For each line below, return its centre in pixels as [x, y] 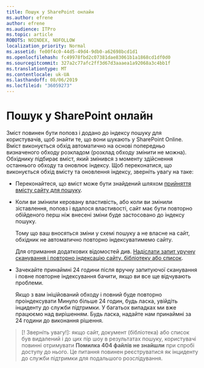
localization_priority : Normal [46, 46]
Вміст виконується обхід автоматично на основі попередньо [86, 146]
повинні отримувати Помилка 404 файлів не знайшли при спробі [108, 345]
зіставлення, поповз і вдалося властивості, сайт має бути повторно [104, 208]
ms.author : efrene [30, 18]
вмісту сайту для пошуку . [49, 190]
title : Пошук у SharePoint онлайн [50, 12]
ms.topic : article [30, 35]
